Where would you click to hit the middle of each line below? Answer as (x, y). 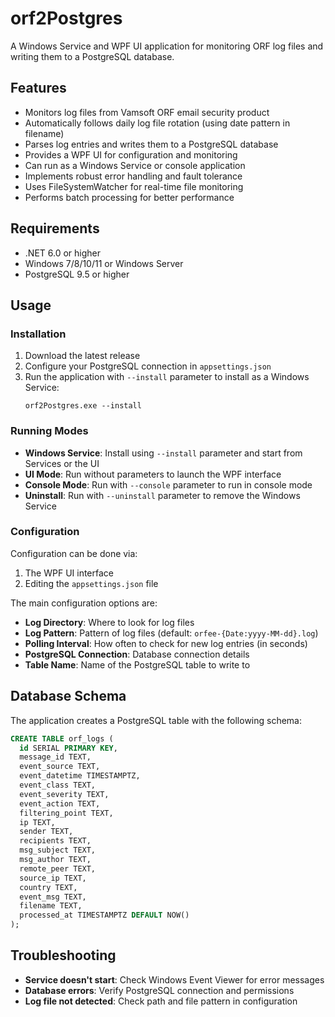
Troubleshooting (63, 955)
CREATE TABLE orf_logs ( (62, 738)
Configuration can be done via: (74, 553)
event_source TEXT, (60, 767)
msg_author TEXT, (55, 860)
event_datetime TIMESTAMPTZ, (80, 776)
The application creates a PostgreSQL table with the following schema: (156, 720)
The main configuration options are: (84, 603)
